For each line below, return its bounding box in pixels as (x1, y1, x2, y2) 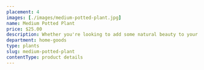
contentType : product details (6, 54, 84, 60)
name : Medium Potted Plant (6, 20, 75, 26)
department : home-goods (6, 37, 67, 43)
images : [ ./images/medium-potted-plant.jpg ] (6, 15, 122, 21)
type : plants (6, 43, 40, 49)
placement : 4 (6, 9, 40, 15)
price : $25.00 (6, 26, 43, 32)
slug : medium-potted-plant (6, 49, 75, 55)
